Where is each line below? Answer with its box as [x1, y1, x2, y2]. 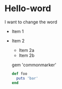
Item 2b [19, 52, 35, 58]
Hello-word [4, 3, 52, 14]
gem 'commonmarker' [11, 62, 57, 68]
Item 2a [19, 47, 35, 53]
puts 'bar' [16, 76, 39, 81]
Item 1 [11, 28, 24, 34]
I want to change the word [4, 19, 57, 25]
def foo [11, 71, 27, 76]
